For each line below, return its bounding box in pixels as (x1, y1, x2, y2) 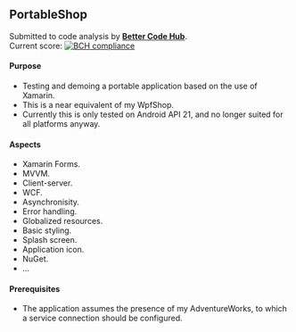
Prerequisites (9, 283, 61, 294)
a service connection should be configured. (21, 312, 183, 324)
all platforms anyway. (21, 119, 101, 129)
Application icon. (21, 245, 85, 255)
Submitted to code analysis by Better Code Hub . (9, 30, 187, 41)
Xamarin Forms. (21, 159, 80, 170)
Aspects (9, 138, 42, 150)
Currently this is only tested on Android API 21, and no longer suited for (21, 109, 284, 120)
